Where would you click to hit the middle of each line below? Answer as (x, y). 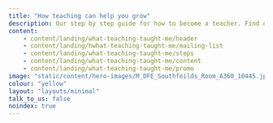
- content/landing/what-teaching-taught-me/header (110, 38)
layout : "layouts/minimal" (54, 91)
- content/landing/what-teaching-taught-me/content (112, 61)
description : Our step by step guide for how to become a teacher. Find (134, 23)
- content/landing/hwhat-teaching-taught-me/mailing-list (123, 46)
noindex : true (32, 106)
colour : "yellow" (38, 83)
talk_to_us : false (39, 99)
